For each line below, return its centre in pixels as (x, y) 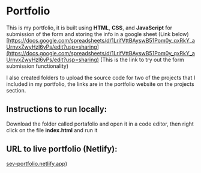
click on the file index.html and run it (52, 130)
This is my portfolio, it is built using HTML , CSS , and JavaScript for (89, 28)
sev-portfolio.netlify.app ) (37, 163)
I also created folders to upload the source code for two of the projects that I (101, 77)
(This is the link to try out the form (142, 59)
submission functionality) (37, 66)
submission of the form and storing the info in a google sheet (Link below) (97, 34)
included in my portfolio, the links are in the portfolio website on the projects (100, 84)
